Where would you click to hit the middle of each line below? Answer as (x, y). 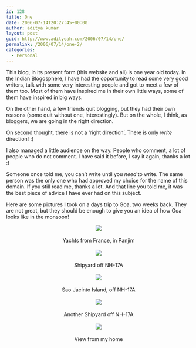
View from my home (99, 339)
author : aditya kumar (33, 28)
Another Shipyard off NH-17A (99, 314)
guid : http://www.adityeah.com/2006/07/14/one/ (65, 39)
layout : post (22, 34)
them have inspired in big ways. (45, 97)
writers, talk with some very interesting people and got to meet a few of (92, 84)
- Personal (25, 55)
